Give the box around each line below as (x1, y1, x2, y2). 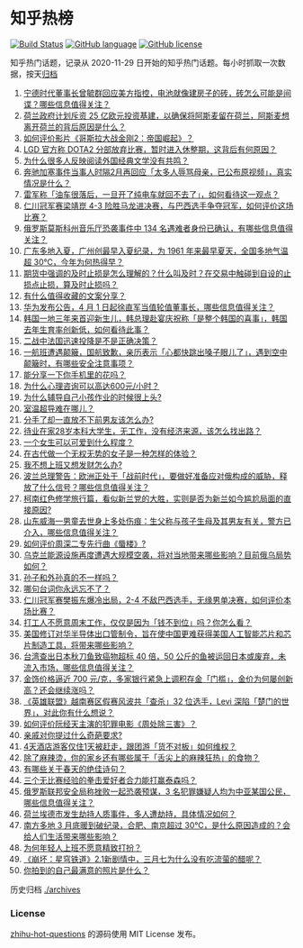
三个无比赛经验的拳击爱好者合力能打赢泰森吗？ (22, 774, 197, 785)
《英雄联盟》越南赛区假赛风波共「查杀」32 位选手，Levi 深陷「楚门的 (22, 696, 281, 706)
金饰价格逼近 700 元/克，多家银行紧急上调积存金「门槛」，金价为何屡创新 (22, 673, 294, 684)
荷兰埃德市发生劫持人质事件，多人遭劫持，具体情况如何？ (22, 808, 236, 819)
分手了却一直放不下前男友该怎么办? (22, 414, 154, 424)
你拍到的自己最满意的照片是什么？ (22, 864, 150, 875)
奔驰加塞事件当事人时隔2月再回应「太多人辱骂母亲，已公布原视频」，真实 (22, 166, 293, 177)
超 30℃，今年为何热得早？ (22, 256, 124, 267)
